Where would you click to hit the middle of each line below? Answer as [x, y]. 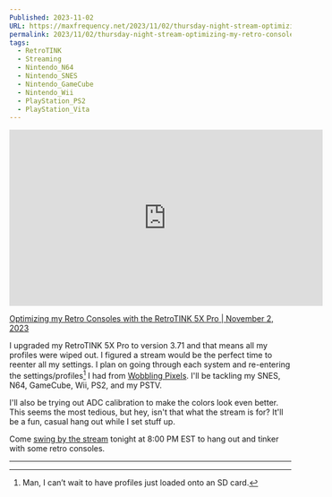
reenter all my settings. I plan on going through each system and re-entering [150, 364]
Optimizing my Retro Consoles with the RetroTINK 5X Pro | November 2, [142, 319]
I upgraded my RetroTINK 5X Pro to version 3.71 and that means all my [139, 346]
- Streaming [40, 59]
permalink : [30, 34]
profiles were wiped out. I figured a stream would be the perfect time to [141, 356]
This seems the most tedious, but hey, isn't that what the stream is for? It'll [146, 412]
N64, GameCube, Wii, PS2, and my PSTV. [86, 385]
